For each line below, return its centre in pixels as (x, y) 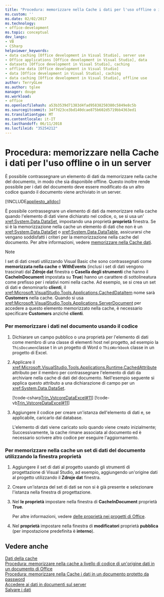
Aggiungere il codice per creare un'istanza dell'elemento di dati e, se (81, 412)
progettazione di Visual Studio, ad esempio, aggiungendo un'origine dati (85, 472)
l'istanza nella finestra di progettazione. (52, 492)
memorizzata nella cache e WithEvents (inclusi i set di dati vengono (74, 267)
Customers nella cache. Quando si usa (44, 298)
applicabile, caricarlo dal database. (47, 417)
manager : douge (20, 92)
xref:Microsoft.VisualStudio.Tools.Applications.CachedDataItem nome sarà (80, 293)
